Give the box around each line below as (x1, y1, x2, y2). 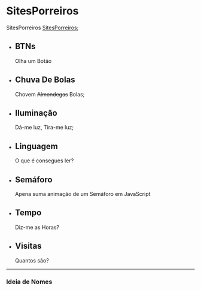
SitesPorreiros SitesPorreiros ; (6, 24, 79, 31)
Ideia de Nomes (6, 277, 53, 286)
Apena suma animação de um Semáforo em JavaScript (14, 191, 151, 197)
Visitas (14, 241, 42, 251)
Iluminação (14, 108, 58, 118)
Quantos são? (14, 256, 49, 264)
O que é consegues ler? (14, 157, 74, 164)
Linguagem (14, 141, 58, 151)
